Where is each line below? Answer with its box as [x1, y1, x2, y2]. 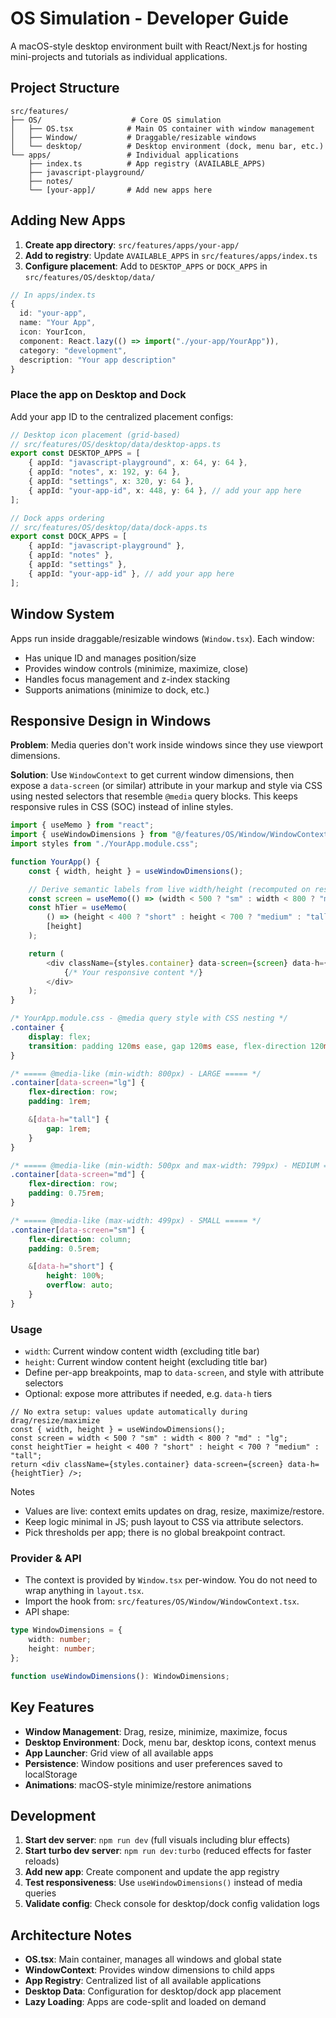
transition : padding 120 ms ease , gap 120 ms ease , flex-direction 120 [28, 1041, 325, 1051]
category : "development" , [19, 345, 128, 356]
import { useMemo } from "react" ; [10, 820, 155, 831]
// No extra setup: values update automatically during [10, 1407, 248, 1417]
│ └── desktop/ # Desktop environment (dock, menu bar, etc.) [10, 141, 325, 151]
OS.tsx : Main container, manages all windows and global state [24, 1953, 282, 1966]
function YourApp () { [10, 857, 101, 867]
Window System [10, 606, 115, 623]
